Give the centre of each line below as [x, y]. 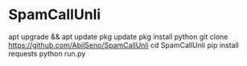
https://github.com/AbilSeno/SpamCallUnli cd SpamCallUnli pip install [123, 45]
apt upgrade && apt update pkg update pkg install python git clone [118, 37]
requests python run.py [47, 53]
